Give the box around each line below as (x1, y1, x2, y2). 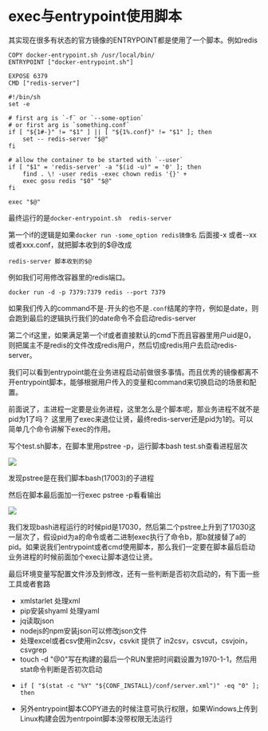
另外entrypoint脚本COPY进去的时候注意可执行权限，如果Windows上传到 (19, 704, 258, 713)
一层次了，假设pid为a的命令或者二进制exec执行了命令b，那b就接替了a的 (8, 532, 246, 542)
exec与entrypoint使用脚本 (8, 7, 183, 26)
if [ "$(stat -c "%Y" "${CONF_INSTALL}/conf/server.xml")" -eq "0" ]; (19, 681, 260, 689)
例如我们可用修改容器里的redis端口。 (8, 272, 130, 282)
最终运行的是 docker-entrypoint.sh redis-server (8, 213, 172, 222)
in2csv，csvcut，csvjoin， (164, 636, 253, 646)
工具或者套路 (8, 578, 50, 588)
